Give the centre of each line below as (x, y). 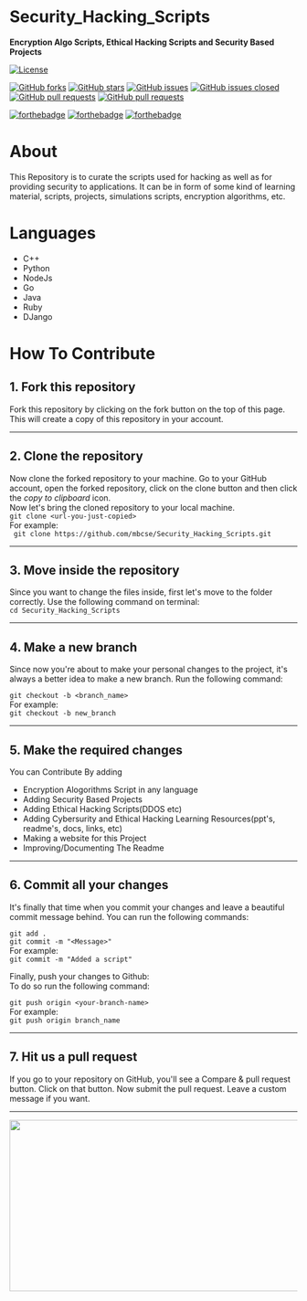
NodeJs (37, 278)
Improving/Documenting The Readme (93, 848)
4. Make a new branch (74, 647)
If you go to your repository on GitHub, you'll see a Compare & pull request (150, 1079)
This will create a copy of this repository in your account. (116, 418)
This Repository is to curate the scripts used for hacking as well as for (141, 176)
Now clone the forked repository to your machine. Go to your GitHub (138, 478)
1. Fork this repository (73, 387)
